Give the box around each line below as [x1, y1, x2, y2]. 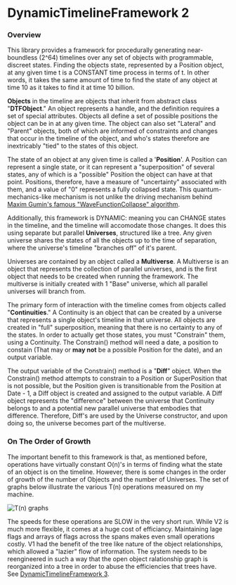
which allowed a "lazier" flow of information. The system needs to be [7, 547, 207, 555]
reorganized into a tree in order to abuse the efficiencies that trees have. [7, 562, 217, 570]
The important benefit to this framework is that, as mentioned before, [7, 452, 207, 461]
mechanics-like [7, 193, 52, 201]
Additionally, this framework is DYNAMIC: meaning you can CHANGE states [7, 214, 226, 222]
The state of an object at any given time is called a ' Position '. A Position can [7, 155, 227, 164]
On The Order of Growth [7, 437, 91, 446]
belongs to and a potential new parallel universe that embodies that [7, 404, 202, 413]
